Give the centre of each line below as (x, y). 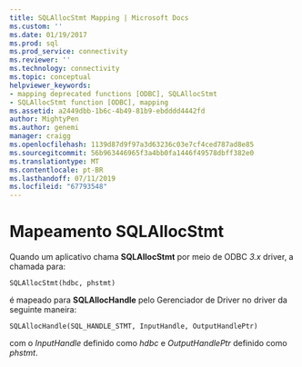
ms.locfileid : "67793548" (58, 187)
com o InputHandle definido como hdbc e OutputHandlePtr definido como (149, 343)
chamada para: (38, 267)
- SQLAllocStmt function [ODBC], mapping (89, 102)
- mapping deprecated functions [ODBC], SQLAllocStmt (114, 94)
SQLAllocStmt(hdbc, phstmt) (63, 283)
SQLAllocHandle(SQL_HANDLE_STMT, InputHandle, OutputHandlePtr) (134, 327)
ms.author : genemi (44, 128)
